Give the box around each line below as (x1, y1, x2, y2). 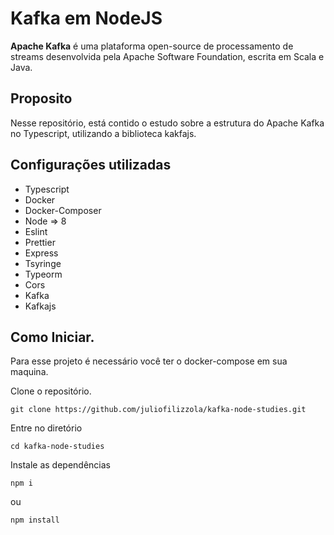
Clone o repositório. (10, 385, 92, 397)
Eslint (24, 225, 48, 237)
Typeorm (24, 268, 63, 280)
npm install (10, 515, 60, 526)
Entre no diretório (10, 422, 83, 434)
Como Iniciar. (10, 328, 95, 346)
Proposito (10, 90, 73, 107)
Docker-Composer (24, 204, 102, 216)
